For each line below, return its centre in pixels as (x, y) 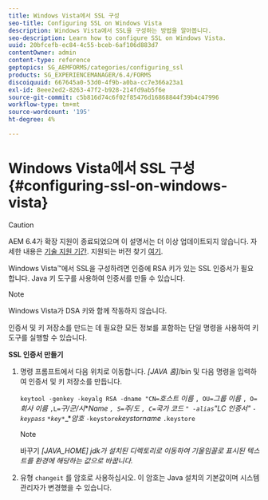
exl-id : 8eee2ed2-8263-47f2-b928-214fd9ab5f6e (87, 90)
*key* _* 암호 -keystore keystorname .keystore (121, 418)
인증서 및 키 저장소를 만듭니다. (75, 381)
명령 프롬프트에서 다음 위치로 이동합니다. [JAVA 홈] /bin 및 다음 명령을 (128, 371)
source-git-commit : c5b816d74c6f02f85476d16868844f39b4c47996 (114, 97)
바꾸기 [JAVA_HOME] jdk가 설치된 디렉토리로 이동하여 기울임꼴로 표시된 (132, 451)
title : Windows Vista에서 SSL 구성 (64, 16)
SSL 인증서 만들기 (36, 354)
